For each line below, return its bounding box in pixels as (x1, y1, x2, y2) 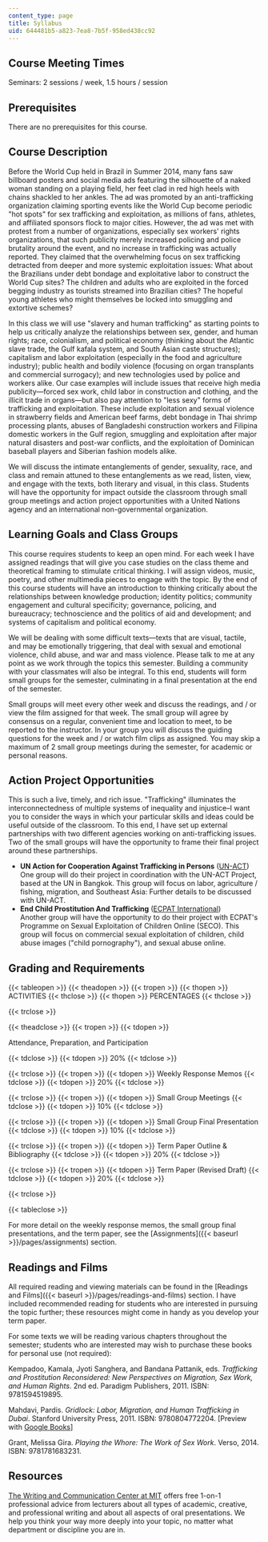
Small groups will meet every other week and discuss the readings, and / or (8, 699, 258, 709)
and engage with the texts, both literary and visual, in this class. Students (8, 479, 250, 488)
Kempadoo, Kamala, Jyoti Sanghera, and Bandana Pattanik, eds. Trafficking (8, 1364, 258, 1374)
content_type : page (8, 11, 74, 20)
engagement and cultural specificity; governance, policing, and (8, 600, 218, 609)
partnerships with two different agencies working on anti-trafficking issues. (8, 829, 257, 839)
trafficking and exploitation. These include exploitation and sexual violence (8, 403, 254, 413)
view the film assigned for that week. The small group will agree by (8, 707, 229, 718)
